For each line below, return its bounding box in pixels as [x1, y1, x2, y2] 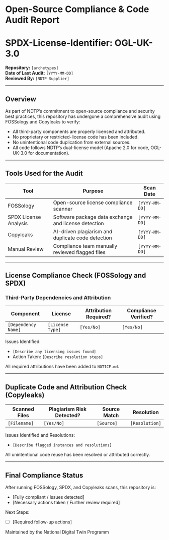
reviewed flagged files [53, 248, 106, 255]
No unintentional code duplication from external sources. [12, 139, 131, 145]
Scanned [12, 406, 34, 413]
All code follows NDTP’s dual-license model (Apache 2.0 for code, [12, 145, 150, 151]
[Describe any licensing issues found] [12, 349, 97, 355]
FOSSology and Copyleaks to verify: [5, 118, 80, 124]
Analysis [8, 220, 28, 227]
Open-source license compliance [53, 199, 133, 206]
